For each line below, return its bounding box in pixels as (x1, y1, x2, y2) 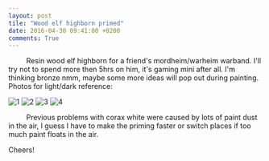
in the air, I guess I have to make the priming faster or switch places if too (8, 121, 251, 131)
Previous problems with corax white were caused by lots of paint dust (26, 113, 258, 123)
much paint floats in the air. (8, 130, 99, 139)
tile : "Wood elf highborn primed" (8, 19, 125, 27)
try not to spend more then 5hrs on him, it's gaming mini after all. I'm (8, 65, 236, 74)
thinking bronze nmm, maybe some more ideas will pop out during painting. (8, 73, 259, 83)
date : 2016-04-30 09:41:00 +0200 (8, 26, 121, 34)
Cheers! (8, 145, 35, 155)
